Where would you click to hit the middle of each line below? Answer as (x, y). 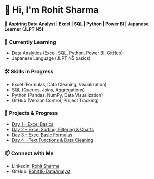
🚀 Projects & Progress (31, 113)
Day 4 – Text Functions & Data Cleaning (52, 140)
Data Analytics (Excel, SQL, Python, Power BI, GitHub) (67, 53)
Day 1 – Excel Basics (33, 124)
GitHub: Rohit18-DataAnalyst (41, 171)
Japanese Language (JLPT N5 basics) (51, 58)
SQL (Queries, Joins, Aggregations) (48, 90)
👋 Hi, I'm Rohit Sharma (52, 10)
